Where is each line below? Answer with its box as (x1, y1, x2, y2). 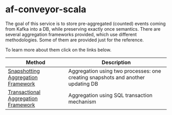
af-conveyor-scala (5, 4, 87, 15)
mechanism (68, 98, 96, 105)
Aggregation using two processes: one (68, 67, 161, 75)
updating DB (68, 80, 98, 87)
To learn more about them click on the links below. (5, 47, 112, 53)
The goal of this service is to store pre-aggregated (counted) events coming (5, 20, 166, 27)
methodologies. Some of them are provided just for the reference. (5, 37, 144, 43)
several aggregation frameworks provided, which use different (5, 31, 137, 37)
